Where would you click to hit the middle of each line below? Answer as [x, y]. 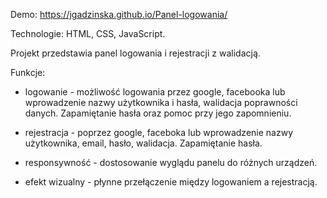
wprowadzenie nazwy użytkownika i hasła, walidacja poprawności [161, 102]
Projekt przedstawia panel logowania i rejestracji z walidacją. [135, 53]
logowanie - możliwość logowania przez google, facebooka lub [155, 92]
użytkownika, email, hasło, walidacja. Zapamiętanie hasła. [143, 143]
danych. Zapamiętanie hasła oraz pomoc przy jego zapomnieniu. [158, 113]
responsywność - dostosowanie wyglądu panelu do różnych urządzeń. [171, 162]
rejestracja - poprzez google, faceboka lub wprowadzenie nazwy [159, 132]
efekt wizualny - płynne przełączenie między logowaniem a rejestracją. [171, 182]
